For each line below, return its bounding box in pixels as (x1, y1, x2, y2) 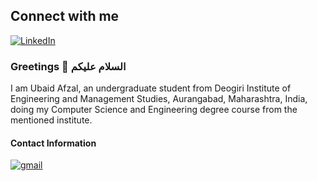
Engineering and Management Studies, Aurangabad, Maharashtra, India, (10, 93, 308, 105)
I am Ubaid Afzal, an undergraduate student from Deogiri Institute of (10, 82, 292, 94)
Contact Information (10, 137, 97, 149)
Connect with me (10, 8, 120, 25)
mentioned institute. (10, 114, 93, 126)
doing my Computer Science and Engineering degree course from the (10, 104, 298, 116)
